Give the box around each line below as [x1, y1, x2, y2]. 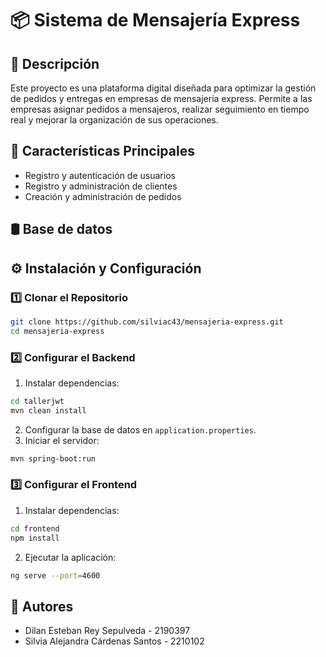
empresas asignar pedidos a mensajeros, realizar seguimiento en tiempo [10, 103, 310, 115]
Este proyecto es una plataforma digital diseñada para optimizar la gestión [10, 82, 317, 94]
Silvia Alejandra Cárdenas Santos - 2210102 [24, 635, 205, 647]
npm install [10, 533, 60, 543]
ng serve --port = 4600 [10, 570, 101, 581]
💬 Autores [10, 598, 74, 615]
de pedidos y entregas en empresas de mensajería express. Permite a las [10, 93, 313, 104]
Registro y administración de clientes [24, 180, 178, 192]
